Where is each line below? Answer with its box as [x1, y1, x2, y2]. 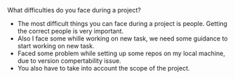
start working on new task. [17, 42, 95, 50]
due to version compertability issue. [17, 57, 121, 65]
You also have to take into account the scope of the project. [17, 64, 191, 72]
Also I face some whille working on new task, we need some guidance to [17, 34, 228, 43]
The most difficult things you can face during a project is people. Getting [17, 20, 228, 27]
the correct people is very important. [17, 27, 124, 35]
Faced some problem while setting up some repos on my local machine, [17, 49, 226, 57]
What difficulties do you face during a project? [7, 6, 142, 14]
